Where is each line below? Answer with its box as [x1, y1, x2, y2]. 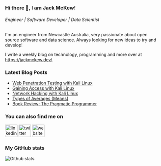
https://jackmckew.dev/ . [5, 57, 54, 63]
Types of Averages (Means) [12, 95, 69, 102]
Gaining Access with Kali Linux [12, 85, 75, 91]
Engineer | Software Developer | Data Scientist [5, 17, 100, 23]
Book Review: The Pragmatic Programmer [12, 101, 97, 107]
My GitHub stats [5, 144, 45, 151]
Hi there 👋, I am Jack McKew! [5, 4, 76, 11]
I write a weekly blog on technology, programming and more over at [5, 51, 142, 58]
